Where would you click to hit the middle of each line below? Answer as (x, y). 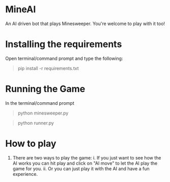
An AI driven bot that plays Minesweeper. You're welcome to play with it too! (85, 24)
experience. (25, 174)
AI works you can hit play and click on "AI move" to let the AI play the (85, 163)
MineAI (21, 9)
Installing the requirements (64, 44)
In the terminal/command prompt (40, 103)
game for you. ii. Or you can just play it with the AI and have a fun (81, 168)
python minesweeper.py (43, 113)
